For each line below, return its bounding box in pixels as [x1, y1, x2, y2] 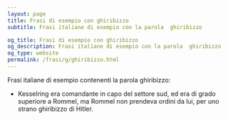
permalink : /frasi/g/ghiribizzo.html [7, 56, 120, 64]
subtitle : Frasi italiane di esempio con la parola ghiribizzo [7, 23, 202, 31]
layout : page [7, 10, 46, 18]
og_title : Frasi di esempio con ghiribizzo [7, 36, 139, 43]
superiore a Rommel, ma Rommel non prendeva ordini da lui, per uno [17, 97, 219, 105]
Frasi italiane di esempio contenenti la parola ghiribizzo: [7, 75, 171, 84]
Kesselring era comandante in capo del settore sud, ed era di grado [17, 89, 216, 98]
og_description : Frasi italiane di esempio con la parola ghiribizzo [7, 43, 222, 50]
